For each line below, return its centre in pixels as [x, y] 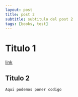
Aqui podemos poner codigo [33, 89]
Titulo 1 [21, 48]
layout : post [19, 10]
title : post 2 [20, 14]
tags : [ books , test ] [27, 24]
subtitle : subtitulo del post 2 [39, 19]
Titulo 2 [18, 78]
